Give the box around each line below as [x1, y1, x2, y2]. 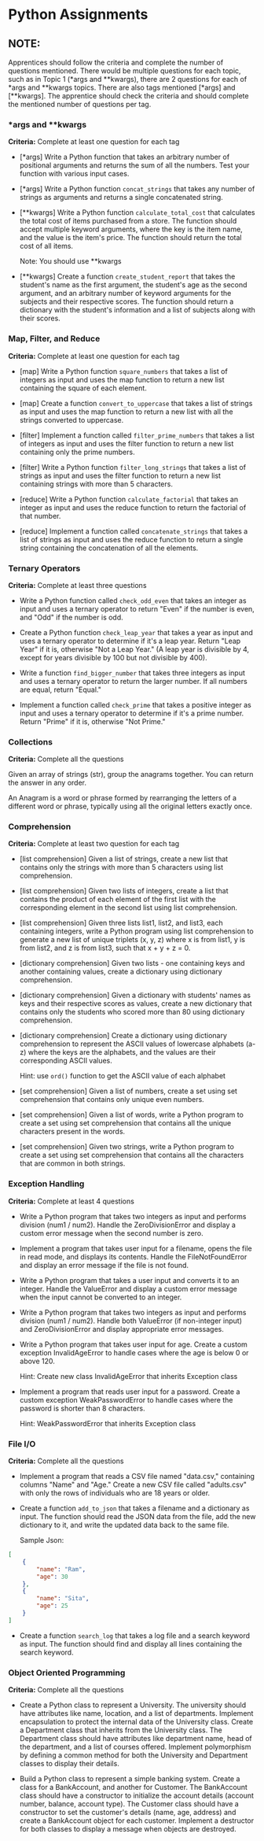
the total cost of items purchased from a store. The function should [19, 216, 237, 226]
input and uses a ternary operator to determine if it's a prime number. [19, 708, 244, 718]
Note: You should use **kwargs [19, 257, 122, 266]
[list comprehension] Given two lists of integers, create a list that [19, 886, 229, 896]
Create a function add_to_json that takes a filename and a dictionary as [19, 1503, 250, 1513]
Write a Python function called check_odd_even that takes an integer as [19, 596, 247, 605]
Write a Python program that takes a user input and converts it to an [19, 1275, 240, 1285]
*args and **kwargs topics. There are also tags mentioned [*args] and [8, 83, 236, 92]
